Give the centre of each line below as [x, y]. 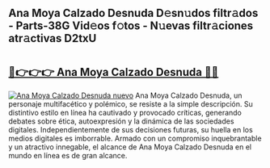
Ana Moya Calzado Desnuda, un [189, 95]
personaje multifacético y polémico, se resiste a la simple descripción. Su [131, 104]
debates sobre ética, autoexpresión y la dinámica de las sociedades [121, 121]
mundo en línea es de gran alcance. [68, 155]
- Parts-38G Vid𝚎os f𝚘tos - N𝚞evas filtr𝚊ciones [131, 26]
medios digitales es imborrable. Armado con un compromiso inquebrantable [135, 138]
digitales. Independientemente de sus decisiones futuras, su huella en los [131, 130]
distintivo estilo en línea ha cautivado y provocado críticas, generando [125, 113]
